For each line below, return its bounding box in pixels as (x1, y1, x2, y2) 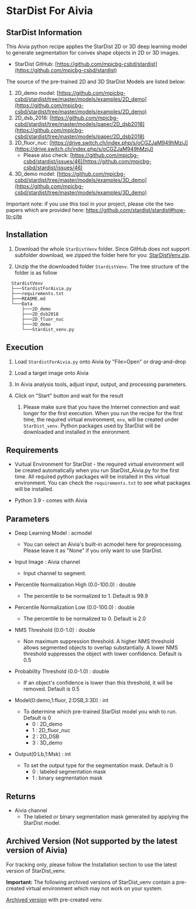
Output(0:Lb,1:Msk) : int (14, 751, 71, 758)
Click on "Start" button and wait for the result (14, 392, 124, 399)
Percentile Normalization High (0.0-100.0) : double (14, 581, 136, 588)
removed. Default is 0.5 (23, 685, 80, 692)
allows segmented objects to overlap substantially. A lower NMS (23, 644, 178, 651)
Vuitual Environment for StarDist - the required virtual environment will (14, 461, 184, 468)
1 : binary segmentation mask (32, 774, 103, 781)
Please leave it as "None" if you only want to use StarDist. (23, 547, 163, 554)
